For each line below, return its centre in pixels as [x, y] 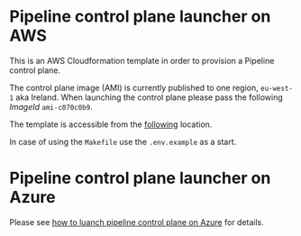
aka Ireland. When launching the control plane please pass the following [149, 97]
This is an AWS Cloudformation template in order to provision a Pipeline [142, 60]
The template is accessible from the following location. [111, 124]
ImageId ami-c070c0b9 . [51, 106]
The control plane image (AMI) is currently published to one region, [134, 87]
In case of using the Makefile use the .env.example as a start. [123, 141]
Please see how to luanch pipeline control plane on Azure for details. [137, 222]
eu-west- [277, 88]
